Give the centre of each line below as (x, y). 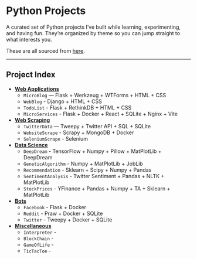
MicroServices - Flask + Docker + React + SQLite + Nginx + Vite (100, 114)
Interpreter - (40, 232)
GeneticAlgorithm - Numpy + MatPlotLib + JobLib (83, 163)
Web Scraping (32, 120)
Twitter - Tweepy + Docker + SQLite (68, 219)
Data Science (31, 145)
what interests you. (29, 39)
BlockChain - (38, 238)
